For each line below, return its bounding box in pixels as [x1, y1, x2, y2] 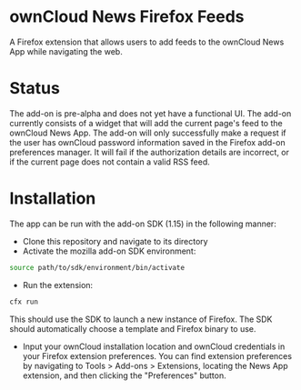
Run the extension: [22, 279, 94, 290]
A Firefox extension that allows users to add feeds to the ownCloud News [9, 36, 285, 47]
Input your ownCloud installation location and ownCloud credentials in [22, 341, 286, 352]
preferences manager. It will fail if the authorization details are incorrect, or [9, 146, 289, 157]
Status [9, 78, 61, 99]
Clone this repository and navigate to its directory [22, 235, 208, 246]
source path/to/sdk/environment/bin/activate [9, 263, 185, 272]
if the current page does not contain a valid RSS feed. [9, 156, 211, 167]
